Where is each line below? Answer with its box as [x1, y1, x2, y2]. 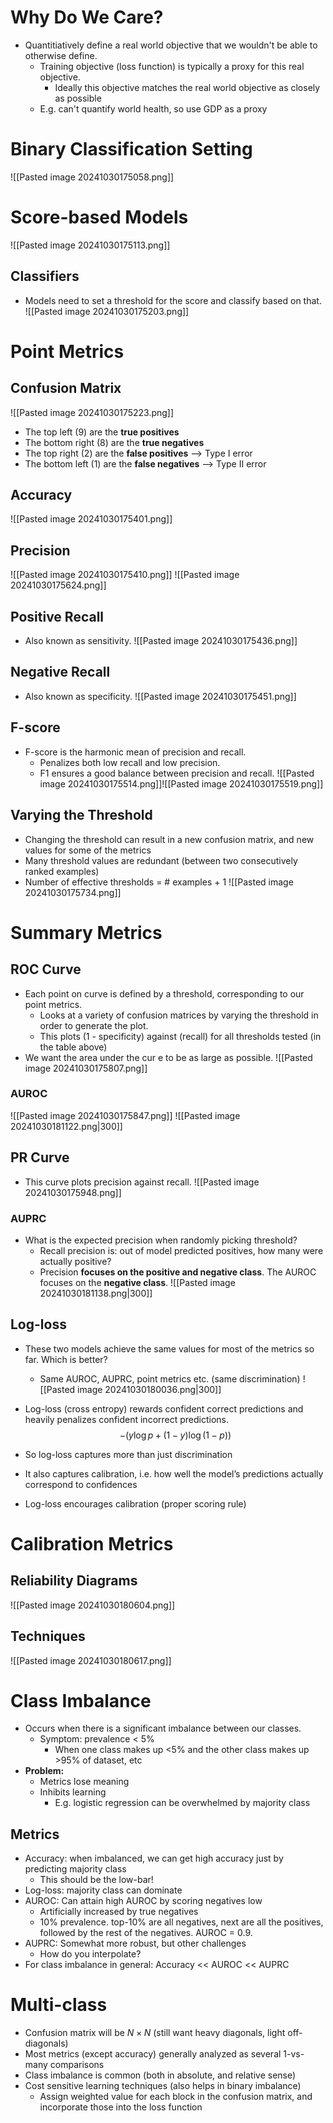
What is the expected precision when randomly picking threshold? [24, 1234, 298, 1246]
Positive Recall [10, 608, 105, 625]
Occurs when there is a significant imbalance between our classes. [24, 1722, 302, 1735]
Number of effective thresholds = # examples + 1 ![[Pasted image [24, 876, 294, 888]
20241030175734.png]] [24, 886, 122, 898]
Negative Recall [10, 664, 111, 681]
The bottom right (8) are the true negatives [24, 436, 205, 448]
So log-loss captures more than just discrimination [24, 1448, 233, 1460]
